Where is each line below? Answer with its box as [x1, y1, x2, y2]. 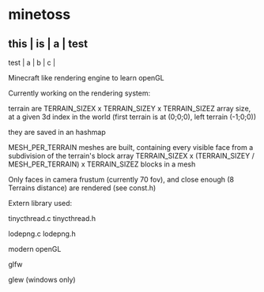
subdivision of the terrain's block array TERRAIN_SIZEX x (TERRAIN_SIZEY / [8, 152, 255, 160]
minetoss [8, 6, 71, 24]
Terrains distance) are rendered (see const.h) [8, 183, 157, 193]
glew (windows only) [8, 275, 77, 284]
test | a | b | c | [8, 58, 56, 67]
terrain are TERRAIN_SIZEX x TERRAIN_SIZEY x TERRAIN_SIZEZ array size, [8, 104, 251, 113]
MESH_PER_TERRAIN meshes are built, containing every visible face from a [8, 143, 254, 152]
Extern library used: [8, 199, 73, 208]
